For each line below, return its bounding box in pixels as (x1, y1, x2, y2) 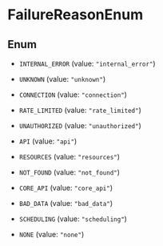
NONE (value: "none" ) (18, 230, 85, 239)
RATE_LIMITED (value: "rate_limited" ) (18, 106, 141, 115)
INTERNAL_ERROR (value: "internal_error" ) (18, 58, 157, 68)
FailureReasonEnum (7, 6, 144, 24)
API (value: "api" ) (18, 136, 78, 146)
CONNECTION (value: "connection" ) (18, 90, 127, 99)
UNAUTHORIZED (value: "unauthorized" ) (18, 121, 141, 130)
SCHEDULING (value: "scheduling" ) (18, 214, 127, 224)
